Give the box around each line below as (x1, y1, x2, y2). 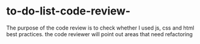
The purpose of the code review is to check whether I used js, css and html (6, 24, 195, 31)
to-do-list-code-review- (6, 4, 131, 18)
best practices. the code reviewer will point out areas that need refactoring (6, 30, 193, 37)
